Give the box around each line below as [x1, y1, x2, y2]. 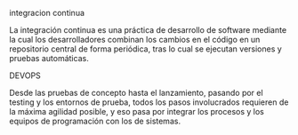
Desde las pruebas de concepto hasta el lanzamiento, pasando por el [9, 88, 264, 98]
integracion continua [9, 8, 85, 18]
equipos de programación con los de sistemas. [9, 115, 181, 126]
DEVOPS [9, 70, 42, 81]
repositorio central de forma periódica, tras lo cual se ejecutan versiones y [9, 44, 282, 54]
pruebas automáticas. [9, 53, 89, 63]
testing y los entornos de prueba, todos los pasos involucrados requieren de [9, 97, 289, 107]
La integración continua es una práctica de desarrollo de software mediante [9, 25, 287, 35]
